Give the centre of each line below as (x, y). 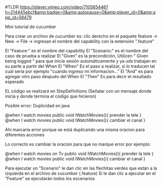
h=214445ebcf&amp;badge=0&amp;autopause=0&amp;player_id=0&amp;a (80, 12)
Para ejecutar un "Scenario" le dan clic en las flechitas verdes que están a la (81, 168)
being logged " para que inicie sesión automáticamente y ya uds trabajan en (81, 61)
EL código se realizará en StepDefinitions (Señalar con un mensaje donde (78, 91)
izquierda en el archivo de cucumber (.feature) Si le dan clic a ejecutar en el (81, 173)
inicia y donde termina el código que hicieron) (51, 96)
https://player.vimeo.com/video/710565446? (64, 7)
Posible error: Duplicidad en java (37, 106)
